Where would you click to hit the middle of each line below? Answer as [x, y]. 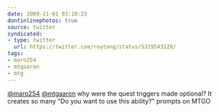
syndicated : [25, 34]
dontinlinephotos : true [43, 21]
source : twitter [31, 27]
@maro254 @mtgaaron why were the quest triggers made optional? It [109, 94]
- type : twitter [31, 40]
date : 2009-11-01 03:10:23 [47, 14]
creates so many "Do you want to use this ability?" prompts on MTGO [109, 101]
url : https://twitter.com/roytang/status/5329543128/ [95, 47]
